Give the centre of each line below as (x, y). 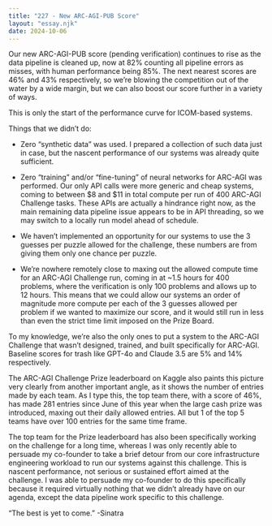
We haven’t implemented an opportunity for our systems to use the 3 (135, 236)
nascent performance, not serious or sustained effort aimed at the (119, 472)
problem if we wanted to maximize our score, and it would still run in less (142, 313)
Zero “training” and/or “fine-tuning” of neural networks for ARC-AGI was (141, 177)
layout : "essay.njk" (43, 24)
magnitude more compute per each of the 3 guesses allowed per (129, 304)
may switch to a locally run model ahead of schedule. (109, 221)
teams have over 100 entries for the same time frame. (98, 421)
